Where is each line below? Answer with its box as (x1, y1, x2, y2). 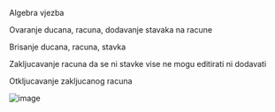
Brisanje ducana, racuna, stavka (9, 41, 126, 52)
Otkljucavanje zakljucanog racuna (9, 76, 133, 86)
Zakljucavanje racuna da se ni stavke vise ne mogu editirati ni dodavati (9, 59, 267, 69)
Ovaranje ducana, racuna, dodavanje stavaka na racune (9, 25, 213, 34)
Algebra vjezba (9, 8, 65, 18)
